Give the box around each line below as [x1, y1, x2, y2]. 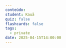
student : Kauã [5, 12, 35, 17]
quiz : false [5, 16, 30, 21]
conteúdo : [5, 7, 26, 12]
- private [9, 30, 30, 35]
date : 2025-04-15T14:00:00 [5, 35, 61, 40]
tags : [5, 26, 16, 31]
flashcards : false [5, 21, 43, 26]
